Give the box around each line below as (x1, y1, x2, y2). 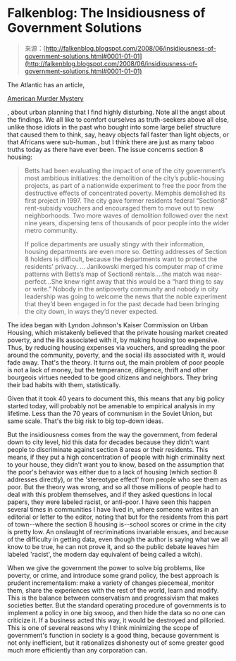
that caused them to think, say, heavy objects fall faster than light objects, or (7, 130, 229, 139)
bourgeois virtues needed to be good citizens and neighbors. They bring (7, 373, 218, 382)
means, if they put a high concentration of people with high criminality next (7, 453, 225, 461)
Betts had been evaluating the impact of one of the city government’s (24, 166, 226, 175)
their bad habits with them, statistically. (7, 380, 121, 389)
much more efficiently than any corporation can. (7, 646, 148, 654)
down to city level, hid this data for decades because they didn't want (7, 438, 210, 446)
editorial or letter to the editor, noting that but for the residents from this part (7, 512, 228, 521)
